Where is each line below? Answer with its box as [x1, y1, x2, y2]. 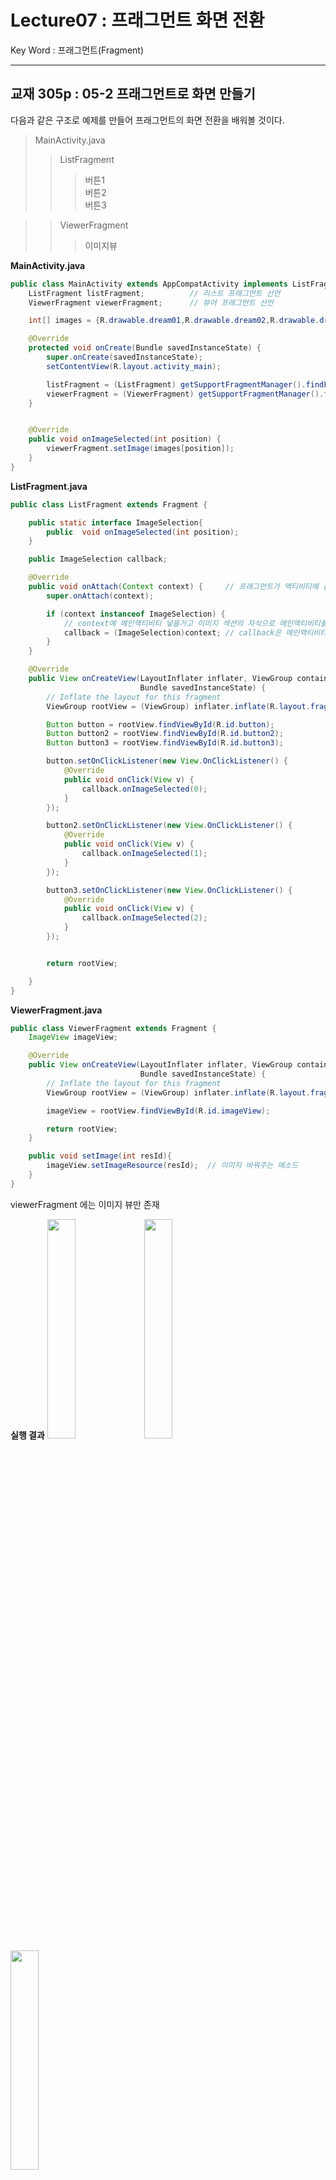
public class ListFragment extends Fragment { [10, 499, 208, 510]
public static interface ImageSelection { [28, 517, 203, 528]
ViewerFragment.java [10, 1004, 103, 1016]
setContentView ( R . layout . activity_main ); [46, 361, 222, 371]
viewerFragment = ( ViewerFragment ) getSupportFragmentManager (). [46, 389, 325, 399]
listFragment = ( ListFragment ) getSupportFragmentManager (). [46, 379, 307, 390]
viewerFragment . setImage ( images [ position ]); [46, 444, 235, 454]
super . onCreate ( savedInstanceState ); [46, 352, 203, 362]
